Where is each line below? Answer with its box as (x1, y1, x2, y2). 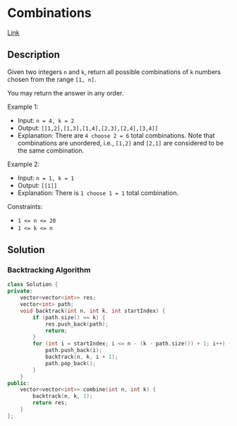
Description (7, 49, 60, 61)
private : (7, 288, 33, 295)
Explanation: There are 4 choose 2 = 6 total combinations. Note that (17, 131, 215, 139)
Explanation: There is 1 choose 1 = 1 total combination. (17, 189, 179, 197)
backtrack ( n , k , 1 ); (32, 393, 93, 400)
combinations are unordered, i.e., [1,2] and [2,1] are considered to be (17, 138, 224, 147)
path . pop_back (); (44, 360, 97, 367)
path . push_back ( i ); (44, 347, 102, 354)
